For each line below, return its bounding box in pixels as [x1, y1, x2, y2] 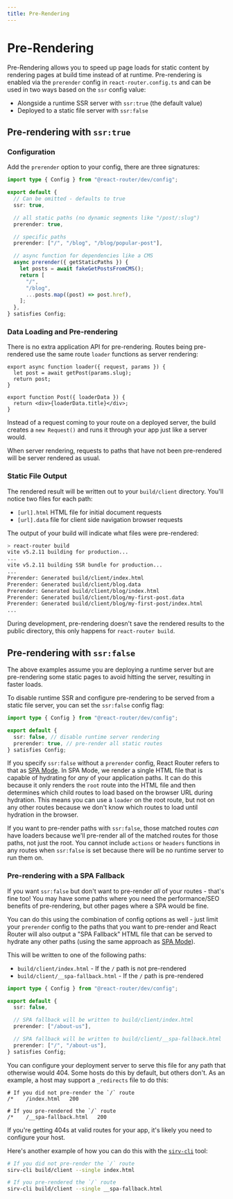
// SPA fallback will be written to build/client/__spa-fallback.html [13, 1036, 222, 1043]
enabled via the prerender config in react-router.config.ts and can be [7, 78, 212, 86]
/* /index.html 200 [7, 1095, 79, 1102]
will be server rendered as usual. [7, 454, 101, 462]
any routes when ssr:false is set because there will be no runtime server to [7, 846, 224, 855]
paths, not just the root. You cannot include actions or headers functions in [7, 839, 221, 847]
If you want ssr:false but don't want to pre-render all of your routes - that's [7, 887, 225, 895]
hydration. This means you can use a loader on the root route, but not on [7, 796, 215, 804]
